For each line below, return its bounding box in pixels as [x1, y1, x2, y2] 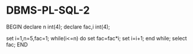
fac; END [6, 41, 28, 48]
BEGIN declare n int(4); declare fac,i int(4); [6, 23, 111, 30]
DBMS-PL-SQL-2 [6, 4, 90, 17]
